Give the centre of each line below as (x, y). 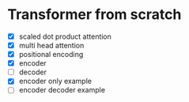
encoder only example (55, 81)
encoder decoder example (62, 90)
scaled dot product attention (65, 36)
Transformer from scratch (94, 15)
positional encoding (51, 55)
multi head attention (51, 45)
